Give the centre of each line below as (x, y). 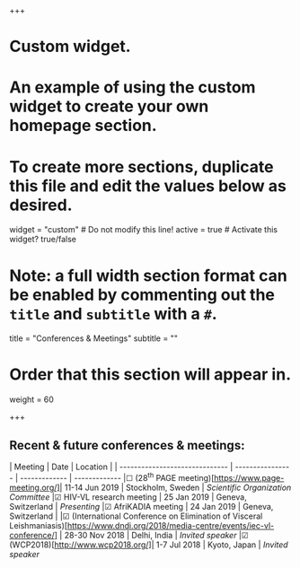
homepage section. (83, 126)
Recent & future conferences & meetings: (127, 445)
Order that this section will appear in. (150, 375)
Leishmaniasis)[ (39, 525)
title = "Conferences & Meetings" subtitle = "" (93, 338)
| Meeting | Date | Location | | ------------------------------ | (121, 467)
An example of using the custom (132, 87)
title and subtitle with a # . (113, 314)
